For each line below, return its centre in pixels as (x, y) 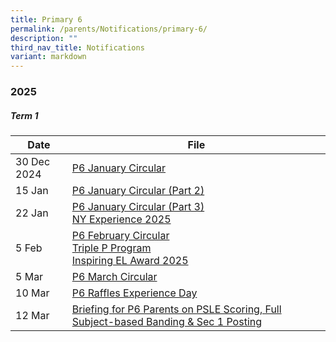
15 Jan (32, 191)
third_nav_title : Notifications (77, 47)
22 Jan (32, 213)
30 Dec (33, 162)
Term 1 (24, 115)
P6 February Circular (120, 236)
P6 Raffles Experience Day (134, 293)
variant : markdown (48, 57)
